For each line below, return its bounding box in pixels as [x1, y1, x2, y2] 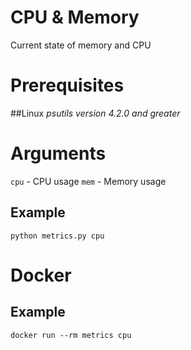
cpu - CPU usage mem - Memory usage [10, 175, 167, 187]
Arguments [10, 142, 107, 165]
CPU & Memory [10, 6, 140, 29]
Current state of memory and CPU [10, 39, 152, 51]
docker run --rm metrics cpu [10, 330, 132, 340]
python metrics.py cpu [10, 231, 105, 241]
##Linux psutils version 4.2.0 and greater [10, 107, 181, 119]
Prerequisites [10, 74, 125, 97]
